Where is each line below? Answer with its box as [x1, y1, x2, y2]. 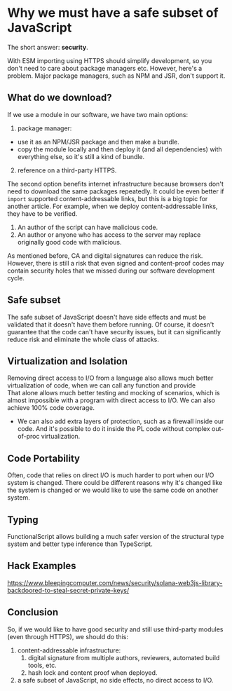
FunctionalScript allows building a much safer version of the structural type [7, 533, 224, 540]
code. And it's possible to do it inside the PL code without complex [17, 425, 210, 433]
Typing [7, 514, 39, 526]
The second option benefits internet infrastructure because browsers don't [7, 179, 224, 188]
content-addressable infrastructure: [17, 646, 121, 655]
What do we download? [7, 92, 112, 104]
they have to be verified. [7, 209, 78, 218]
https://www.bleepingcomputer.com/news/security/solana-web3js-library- [7, 578, 223, 587]
